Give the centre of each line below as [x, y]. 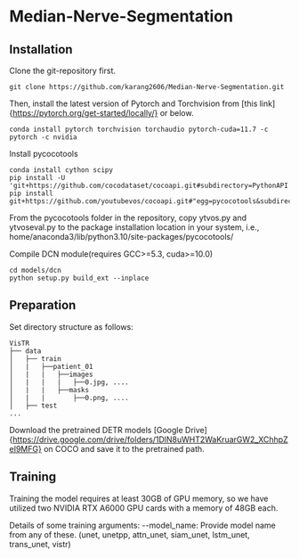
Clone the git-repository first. [62, 70]
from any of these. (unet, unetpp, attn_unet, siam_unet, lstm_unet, [130, 534]
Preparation [43, 305]
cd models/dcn [36, 270]
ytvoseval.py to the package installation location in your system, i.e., [134, 227]
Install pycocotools [44, 154]
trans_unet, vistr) [40, 544]
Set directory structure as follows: [71, 326]
